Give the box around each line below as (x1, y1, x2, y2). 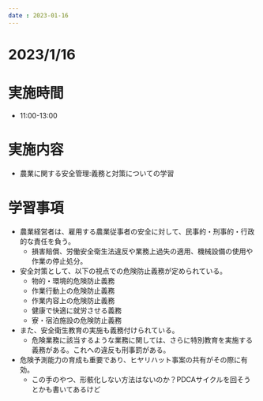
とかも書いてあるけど (31, 384, 101, 394)
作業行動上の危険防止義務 (31, 286, 115, 295)
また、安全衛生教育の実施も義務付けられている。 (19, 325, 179, 335)
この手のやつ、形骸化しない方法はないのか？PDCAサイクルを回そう (31, 374, 251, 384)
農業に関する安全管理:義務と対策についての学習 (19, 168, 175, 178)
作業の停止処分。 (31, 256, 88, 265)
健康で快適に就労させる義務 (31, 305, 122, 315)
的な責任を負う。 (19, 236, 75, 245)
